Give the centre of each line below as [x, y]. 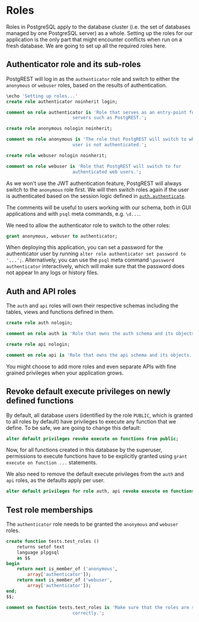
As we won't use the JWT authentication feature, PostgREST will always [94, 183]
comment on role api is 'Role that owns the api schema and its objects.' [100, 355]
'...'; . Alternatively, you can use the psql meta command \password [90, 260]
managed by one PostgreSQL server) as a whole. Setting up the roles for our [99, 33]
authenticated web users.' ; [107, 172]
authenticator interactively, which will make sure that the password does [95, 266]
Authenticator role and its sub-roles [73, 65]
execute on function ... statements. [52, 463]
